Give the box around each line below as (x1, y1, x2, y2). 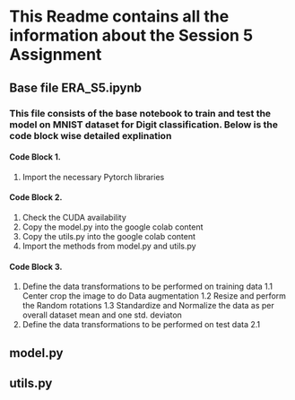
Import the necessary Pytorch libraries (22, 171, 165, 182)
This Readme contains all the (9, 6, 230, 27)
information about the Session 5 (9, 25, 254, 46)
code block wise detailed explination (9, 129, 172, 142)
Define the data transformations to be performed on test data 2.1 (22, 319, 261, 330)
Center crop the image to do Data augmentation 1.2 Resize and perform (22, 291, 287, 301)
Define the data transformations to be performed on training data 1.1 (22, 281, 273, 292)
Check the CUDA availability (22, 212, 127, 222)
